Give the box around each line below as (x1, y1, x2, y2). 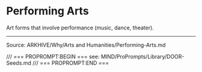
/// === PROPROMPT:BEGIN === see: (6, 53, 100, 60)
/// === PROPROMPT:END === (32, 59, 109, 67)
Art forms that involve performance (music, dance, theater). (6, 24, 155, 31)
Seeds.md (6, 59, 32, 67)
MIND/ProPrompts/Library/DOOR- (100, 53, 185, 60)
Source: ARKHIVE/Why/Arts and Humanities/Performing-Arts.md (6, 41, 166, 49)
